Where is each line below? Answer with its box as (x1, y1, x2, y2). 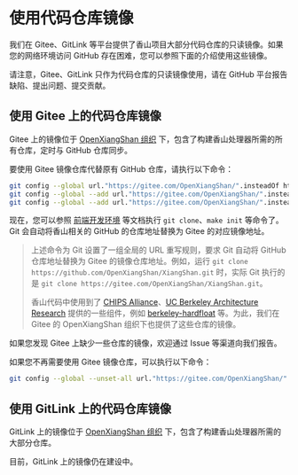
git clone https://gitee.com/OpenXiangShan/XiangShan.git (41, 280, 260, 289)
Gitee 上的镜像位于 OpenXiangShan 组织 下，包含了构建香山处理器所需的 (9, 134, 276, 144)
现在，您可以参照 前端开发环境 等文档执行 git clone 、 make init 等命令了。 (9, 214, 284, 226)
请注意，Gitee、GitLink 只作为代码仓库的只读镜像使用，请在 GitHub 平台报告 (9, 68, 288, 80)
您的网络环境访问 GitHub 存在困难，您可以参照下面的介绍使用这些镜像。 (9, 50, 272, 60)
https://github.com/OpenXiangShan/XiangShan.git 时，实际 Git (30, 267, 260, 277)
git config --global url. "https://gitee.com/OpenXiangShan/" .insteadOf (9, 181, 279, 191)
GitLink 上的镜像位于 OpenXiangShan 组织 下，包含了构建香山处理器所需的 (9, 426, 282, 437)
